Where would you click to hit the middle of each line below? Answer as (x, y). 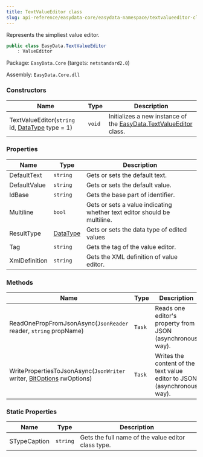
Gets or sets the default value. (129, 185)
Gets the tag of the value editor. (131, 247)
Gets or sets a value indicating (129, 204)
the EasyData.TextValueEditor (150, 123)
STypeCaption (30, 441)
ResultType (25, 233)
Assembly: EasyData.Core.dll (43, 75)
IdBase (19, 195)
